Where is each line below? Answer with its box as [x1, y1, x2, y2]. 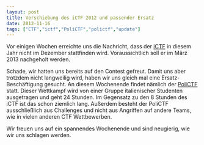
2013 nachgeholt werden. [6, 56, 71, 63]
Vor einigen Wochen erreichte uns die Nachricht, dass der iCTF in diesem [6, 43, 191, 50]
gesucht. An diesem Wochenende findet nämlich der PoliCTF [44, 81, 198, 88]
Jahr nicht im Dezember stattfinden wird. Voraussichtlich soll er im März [6, 50, 188, 57]
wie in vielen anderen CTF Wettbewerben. [6, 113, 112, 121]
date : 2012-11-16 [6, 20, 51, 26]
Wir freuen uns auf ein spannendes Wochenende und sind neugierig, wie [6, 125, 191, 132]
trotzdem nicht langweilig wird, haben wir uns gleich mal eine [6, 74, 161, 81]
